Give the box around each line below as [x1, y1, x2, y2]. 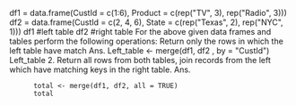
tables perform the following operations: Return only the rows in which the [9, 36, 284, 46]
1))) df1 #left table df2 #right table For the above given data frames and [9, 27, 272, 36]
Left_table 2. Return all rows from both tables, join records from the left [9, 55, 271, 65]
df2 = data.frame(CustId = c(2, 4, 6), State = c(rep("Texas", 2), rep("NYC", [9, 17, 284, 28]
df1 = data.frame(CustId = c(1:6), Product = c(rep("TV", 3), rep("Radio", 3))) [9, 8, 287, 18]
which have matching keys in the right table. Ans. [9, 64, 191, 75]
